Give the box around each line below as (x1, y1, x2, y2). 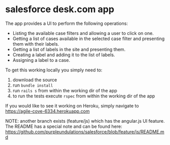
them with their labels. (12, 41, 59, 47)
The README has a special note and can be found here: (5, 123, 123, 129)
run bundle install (12, 82, 53, 88)
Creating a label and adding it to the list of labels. (12, 52, 115, 58)
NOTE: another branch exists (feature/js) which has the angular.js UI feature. (5, 118, 165, 124)
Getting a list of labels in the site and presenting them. (12, 46, 126, 52)
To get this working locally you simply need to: (5, 67, 103, 73)
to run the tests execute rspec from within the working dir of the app (12, 93, 155, 99)
